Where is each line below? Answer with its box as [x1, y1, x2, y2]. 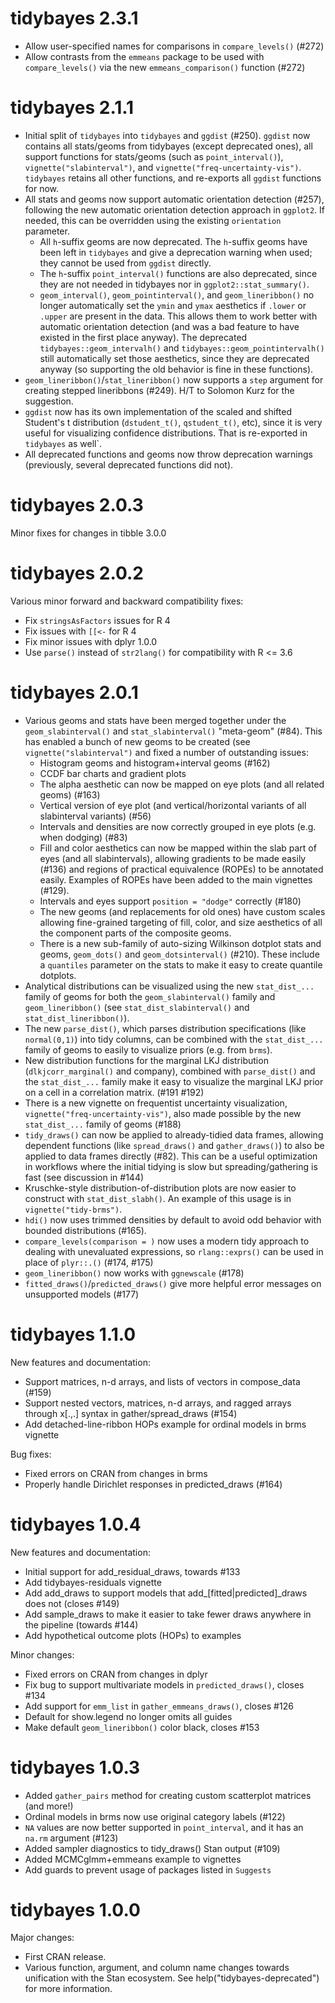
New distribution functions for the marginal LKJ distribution [24, 1054, 269, 1066]
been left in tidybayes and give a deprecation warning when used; [39, 246, 313, 258]
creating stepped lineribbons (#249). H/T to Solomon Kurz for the [24, 384, 295, 396]
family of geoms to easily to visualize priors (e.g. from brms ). [24, 1043, 273, 1056]
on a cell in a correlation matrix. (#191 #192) [24, 1086, 205, 1098]
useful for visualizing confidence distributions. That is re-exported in [24, 427, 308, 439]
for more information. [24, 1983, 113, 1995]
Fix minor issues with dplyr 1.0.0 [24, 635, 158, 647]
